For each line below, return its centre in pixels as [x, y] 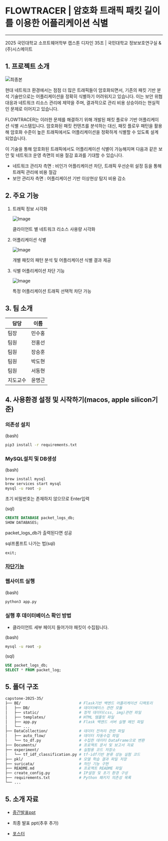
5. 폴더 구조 [22, 686]
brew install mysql [25, 479]
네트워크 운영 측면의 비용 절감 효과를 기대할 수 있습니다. [70, 155]
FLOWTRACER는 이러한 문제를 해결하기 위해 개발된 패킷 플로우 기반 [71, 119]
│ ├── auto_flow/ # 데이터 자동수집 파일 [62, 736]
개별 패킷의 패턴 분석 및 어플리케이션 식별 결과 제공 [62, 260]
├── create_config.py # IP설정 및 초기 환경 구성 [66, 773]
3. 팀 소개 [19, 308]
